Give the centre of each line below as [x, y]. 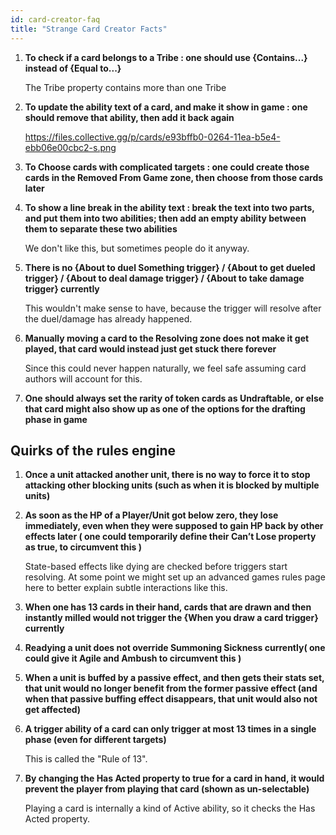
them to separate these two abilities [101, 228]
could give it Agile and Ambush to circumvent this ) [133, 658]
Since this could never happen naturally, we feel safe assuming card [165, 368]
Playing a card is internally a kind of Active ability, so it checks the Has [170, 808]
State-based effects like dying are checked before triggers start [156, 567]
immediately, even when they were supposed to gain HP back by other [174, 526]
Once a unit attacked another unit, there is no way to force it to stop [167, 475]
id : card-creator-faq [55, 19]
